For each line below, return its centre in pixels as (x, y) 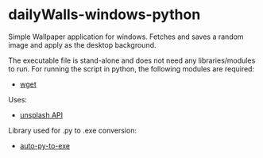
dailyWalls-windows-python (104, 15)
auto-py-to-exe (44, 145)
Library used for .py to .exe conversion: (73, 130)
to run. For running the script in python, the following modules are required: (131, 68)
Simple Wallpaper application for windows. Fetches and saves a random (126, 37)
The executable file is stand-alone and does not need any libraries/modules (132, 60)
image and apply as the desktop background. (82, 44)
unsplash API (41, 115)
